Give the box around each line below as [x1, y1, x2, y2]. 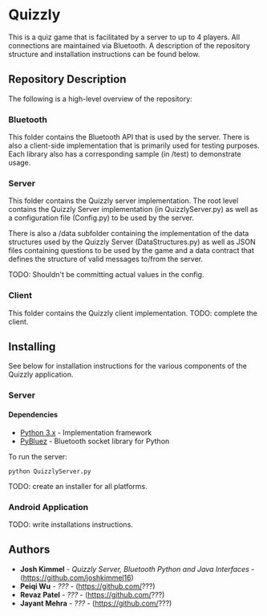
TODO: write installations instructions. [8, 520, 134, 529]
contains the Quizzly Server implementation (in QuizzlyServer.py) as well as [8, 205, 258, 214]
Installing [8, 340, 56, 354]
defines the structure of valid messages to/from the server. [8, 255, 204, 264]
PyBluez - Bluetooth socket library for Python [19, 436, 170, 446]
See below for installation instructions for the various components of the [8, 361, 247, 371]
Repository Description [8, 72, 127, 86]
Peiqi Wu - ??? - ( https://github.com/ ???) [19, 581, 156, 591]
